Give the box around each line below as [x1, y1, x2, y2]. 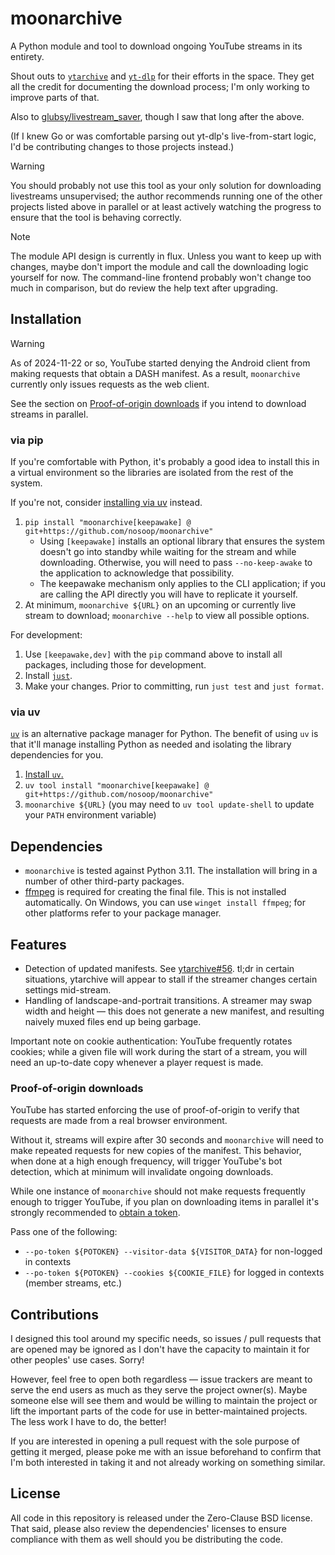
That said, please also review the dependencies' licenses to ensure [10, 1522, 287, 1534]
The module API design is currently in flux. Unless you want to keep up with [10, 250, 322, 262]
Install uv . [24, 768, 64, 781]
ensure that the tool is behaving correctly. [10, 211, 182, 223]
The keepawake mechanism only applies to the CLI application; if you [39, 578, 327, 590]
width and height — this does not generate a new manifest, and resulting [24, 1005, 325, 1017]
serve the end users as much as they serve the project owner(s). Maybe [10, 1384, 308, 1396]
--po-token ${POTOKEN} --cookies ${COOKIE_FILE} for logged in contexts [24, 1267, 325, 1279]
